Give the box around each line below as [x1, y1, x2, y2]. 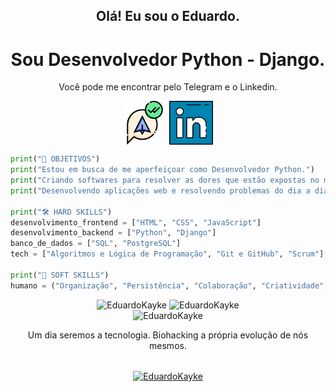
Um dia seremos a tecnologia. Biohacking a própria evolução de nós [27, 329, 309, 341]
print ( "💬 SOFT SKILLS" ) [10, 270, 110, 280]
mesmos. [149, 339, 187, 351]
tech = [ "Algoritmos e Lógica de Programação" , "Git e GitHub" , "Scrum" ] [10, 249, 325, 259]
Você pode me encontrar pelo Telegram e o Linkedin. [58, 81, 278, 93]
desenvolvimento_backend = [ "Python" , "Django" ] [10, 228, 217, 238]
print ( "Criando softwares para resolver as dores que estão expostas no [10, 175, 320, 186]
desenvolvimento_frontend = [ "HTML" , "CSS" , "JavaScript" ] [10, 217, 262, 228]
